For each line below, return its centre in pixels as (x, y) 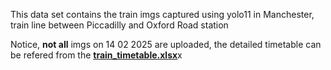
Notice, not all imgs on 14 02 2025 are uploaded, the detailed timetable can (166, 44)
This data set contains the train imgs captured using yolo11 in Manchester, (162, 14)
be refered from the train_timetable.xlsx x (96, 55)
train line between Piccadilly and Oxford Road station (119, 25)
